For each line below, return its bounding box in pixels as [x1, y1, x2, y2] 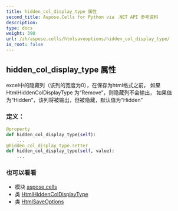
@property [6, 126, 31, 132]
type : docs [6, 25, 33, 31]
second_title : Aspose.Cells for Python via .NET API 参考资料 [6, 14, 159, 20]
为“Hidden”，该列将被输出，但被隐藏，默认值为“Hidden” [6, 96, 143, 103]
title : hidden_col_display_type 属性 [6, 8, 97, 15]
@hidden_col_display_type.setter [6, 143, 88, 149]
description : [6, 19, 38, 25]
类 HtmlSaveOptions [14, 198, 64, 205]
